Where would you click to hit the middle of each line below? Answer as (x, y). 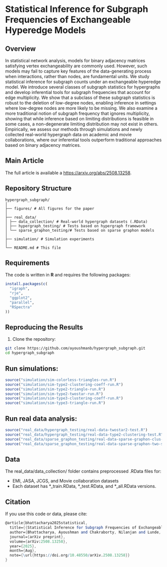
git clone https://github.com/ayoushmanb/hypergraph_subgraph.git (75, 348)
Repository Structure (39, 188)
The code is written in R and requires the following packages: (68, 275)
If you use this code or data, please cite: (46, 514)
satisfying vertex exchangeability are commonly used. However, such (76, 66)
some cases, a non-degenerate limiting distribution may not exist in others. (82, 124)
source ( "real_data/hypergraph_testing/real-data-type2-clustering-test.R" (84, 434)
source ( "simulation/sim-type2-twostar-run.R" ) (54, 394)
